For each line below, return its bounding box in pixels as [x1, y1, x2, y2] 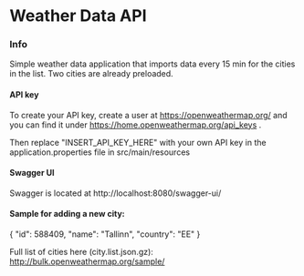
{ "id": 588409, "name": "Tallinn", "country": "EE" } [9, 229, 201, 240]
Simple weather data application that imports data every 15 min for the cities [9, 58, 296, 69]
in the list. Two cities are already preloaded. [9, 68, 173, 79]
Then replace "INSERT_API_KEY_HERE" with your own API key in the [9, 137, 267, 148]
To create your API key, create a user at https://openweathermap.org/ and [9, 109, 288, 120]
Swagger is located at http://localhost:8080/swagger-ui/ [9, 188, 222, 199]
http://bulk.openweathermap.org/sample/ [9, 256, 165, 267]
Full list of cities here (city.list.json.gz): [9, 247, 153, 258]
